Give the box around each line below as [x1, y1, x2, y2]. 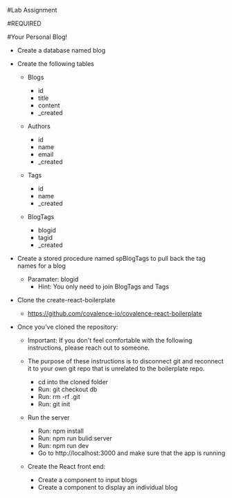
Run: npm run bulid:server [37, 434, 113, 443]
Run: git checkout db [37, 385, 98, 393]
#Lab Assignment [7, 6, 57, 14]
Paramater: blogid [27, 275, 79, 283]
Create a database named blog [17, 46, 106, 54]
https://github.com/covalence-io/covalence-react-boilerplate [27, 309, 202, 318]
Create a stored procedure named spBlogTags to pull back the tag [17, 255, 206, 262]
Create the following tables [17, 60, 95, 68]
